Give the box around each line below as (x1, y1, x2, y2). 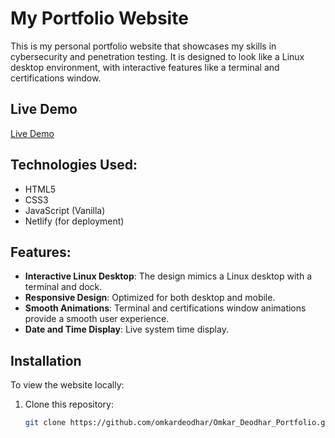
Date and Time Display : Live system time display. (24, 323, 229, 336)
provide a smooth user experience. (24, 313, 170, 325)
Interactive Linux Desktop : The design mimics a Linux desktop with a (24, 270, 312, 282)
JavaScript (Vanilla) (24, 204, 106, 216)
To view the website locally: (10, 379, 125, 391)
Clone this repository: (24, 398, 114, 411)
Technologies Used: (10, 157, 138, 174)
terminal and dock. (24, 281, 103, 293)
